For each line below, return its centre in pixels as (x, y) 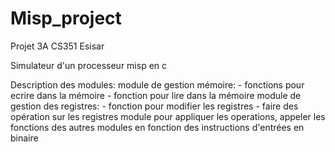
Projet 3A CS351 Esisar (57, 46)
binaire (24, 138)
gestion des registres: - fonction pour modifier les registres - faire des (154, 106)
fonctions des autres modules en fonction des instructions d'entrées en (157, 127)
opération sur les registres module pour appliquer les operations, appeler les (168, 116)
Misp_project (66, 18)
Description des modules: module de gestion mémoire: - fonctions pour (157, 84)
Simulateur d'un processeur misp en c (89, 65)
